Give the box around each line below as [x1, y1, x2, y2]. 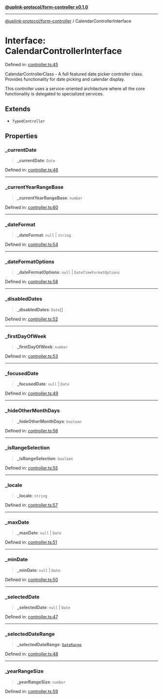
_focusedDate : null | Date [16, 381, 69, 387]
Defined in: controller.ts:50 [5, 577, 58, 583]
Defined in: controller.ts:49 [5, 391, 59, 397]
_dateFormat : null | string [16, 232, 71, 238]
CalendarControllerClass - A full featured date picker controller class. [5, 71, 144, 77]
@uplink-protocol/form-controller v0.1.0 [5, 4, 88, 10]
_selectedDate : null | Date [16, 605, 70, 610]
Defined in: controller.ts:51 [5, 539, 57, 545]
